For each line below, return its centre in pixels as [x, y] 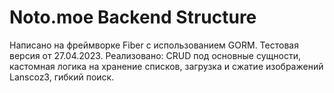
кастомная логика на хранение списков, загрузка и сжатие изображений [166, 66]
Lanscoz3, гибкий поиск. [62, 77]
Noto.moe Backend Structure [133, 17]
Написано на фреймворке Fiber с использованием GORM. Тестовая [154, 45]
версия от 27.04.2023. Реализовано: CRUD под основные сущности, [155, 55]
